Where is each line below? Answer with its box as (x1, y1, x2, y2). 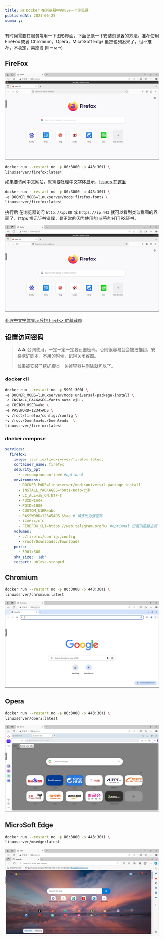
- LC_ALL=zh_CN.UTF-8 (18, 493, 62, 498)
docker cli (5, 376, 29, 382)
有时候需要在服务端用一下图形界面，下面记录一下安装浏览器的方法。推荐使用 (5, 33, 159, 39)
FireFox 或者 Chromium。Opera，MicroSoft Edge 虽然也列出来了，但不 (5, 39, 148, 45)
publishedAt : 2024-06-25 (5, 13, 56, 18)
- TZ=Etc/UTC (18, 519, 45, 524)
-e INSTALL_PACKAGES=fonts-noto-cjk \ (5, 398, 84, 402)
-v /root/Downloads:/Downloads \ (5, 418, 76, 423)
